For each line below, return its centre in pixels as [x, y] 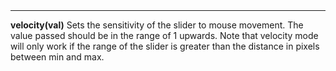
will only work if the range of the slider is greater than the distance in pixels [165, 46]
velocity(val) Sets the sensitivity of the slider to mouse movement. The [157, 25]
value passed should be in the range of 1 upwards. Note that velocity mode [164, 36]
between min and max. [57, 57]
